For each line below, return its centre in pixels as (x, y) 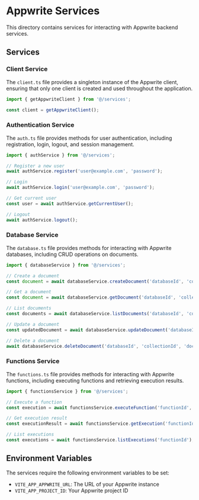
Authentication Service (40, 125)
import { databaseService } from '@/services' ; (66, 265)
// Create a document (33, 276)
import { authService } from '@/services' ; (61, 155)
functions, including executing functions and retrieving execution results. (95, 380)
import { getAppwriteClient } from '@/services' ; (69, 99)
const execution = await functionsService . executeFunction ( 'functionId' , (99, 408)
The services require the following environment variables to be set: (88, 473)
